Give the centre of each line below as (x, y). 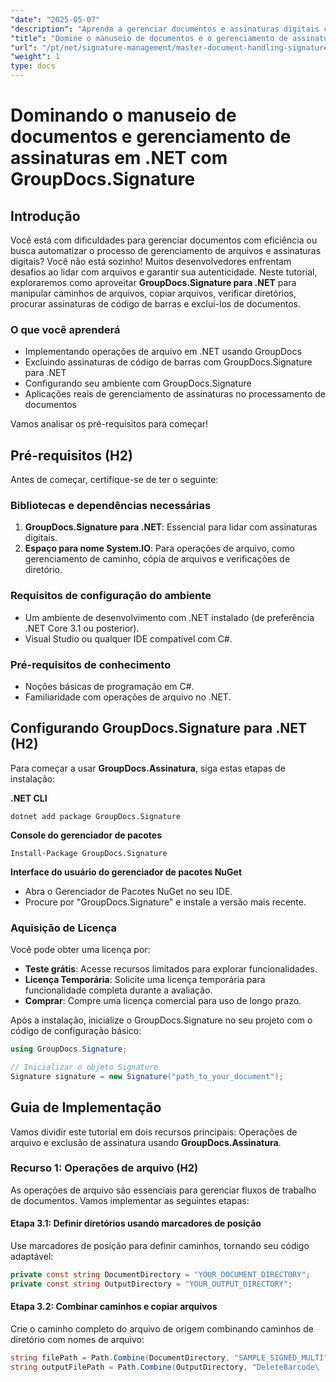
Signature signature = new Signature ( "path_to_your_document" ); (147, 1076)
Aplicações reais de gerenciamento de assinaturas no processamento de (175, 394)
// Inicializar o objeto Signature (84, 1067)
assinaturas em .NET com (119, 158)
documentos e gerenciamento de (151, 137)
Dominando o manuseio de (123, 115)
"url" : (24, 47)
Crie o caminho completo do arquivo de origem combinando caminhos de (162, 1329)
